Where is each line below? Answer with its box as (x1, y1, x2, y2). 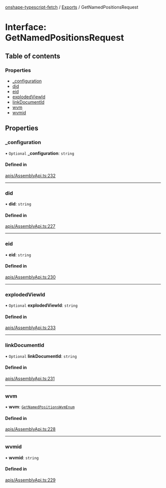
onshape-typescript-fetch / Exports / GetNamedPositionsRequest (5, 4, 138, 10)
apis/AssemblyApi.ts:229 (5, 477, 56, 483)
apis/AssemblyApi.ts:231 (5, 375, 55, 381)
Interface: (5, 22, 47, 33)
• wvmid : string (5, 454, 39, 461)
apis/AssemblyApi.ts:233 (5, 325, 56, 331)
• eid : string (5, 252, 31, 258)
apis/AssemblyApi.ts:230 (5, 274, 56, 280)
